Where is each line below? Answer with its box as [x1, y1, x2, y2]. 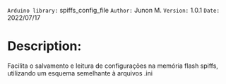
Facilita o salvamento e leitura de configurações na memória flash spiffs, [7, 61, 219, 70]
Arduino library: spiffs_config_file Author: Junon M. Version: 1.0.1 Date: [7, 6, 220, 14]
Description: [7, 38, 82, 54]
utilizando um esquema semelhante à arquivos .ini [7, 68, 153, 77]
